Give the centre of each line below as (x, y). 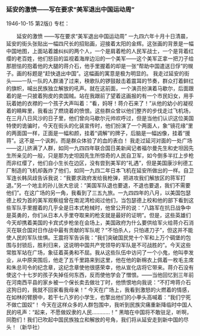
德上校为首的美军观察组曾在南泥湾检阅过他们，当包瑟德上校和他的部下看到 (97, 201)
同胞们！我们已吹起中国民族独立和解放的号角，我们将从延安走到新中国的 (95, 320)
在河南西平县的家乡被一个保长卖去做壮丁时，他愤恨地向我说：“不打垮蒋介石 (99, 282)
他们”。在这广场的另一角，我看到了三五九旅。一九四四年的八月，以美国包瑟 (99, 193)
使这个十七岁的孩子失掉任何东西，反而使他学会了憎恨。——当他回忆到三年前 (100, 275)
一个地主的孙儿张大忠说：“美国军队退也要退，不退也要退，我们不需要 (106, 186)
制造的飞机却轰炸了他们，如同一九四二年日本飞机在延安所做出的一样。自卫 (102, 171)
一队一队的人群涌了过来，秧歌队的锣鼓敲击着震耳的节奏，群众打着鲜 (105, 81)
